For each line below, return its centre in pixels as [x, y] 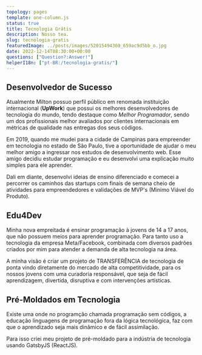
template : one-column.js [38, 18]
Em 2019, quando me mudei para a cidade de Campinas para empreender [99, 140]
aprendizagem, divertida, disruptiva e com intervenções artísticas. [89, 280]
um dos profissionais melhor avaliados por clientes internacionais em [93, 121]
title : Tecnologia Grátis [39, 29]
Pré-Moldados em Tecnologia [63, 299]
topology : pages [27, 12]
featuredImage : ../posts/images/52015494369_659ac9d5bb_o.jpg [86, 46]
